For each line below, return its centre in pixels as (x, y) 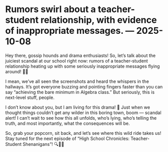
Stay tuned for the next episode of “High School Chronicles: (67, 138)
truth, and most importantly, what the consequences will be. (68, 123)
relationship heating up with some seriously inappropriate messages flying (82, 66)
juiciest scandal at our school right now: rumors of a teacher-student (77, 61)
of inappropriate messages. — (70, 31)
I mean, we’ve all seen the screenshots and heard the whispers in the (77, 81)
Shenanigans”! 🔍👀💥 (43, 144)
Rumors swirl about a (51, 9)
